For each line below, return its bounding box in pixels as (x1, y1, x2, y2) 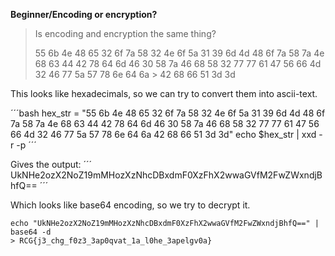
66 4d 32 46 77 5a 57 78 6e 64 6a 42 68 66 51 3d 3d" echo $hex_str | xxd (10, 129, 317, 140)
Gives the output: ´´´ (10, 159, 93, 170)
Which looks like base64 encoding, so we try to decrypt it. (10, 199, 251, 211)
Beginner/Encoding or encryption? (10, 9, 158, 20)
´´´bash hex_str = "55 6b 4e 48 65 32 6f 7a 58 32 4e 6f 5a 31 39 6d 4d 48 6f (10, 107, 326, 119)
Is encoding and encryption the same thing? (34, 28, 217, 39)
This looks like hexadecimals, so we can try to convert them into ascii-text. (10, 88, 318, 99)
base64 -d (10, 227, 52, 237)
